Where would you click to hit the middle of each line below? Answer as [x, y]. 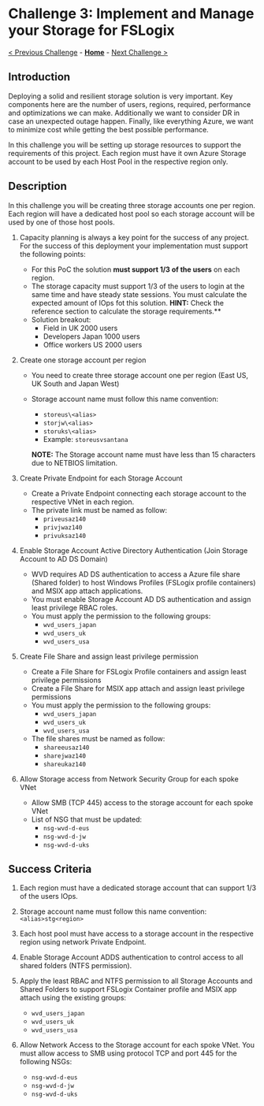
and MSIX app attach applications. [87, 591]
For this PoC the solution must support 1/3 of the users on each [136, 269]
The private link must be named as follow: [99, 510]
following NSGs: [46, 1062]
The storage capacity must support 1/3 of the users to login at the [138, 286]
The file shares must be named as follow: [98, 738]
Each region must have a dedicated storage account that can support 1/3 [138, 888]
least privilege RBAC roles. [74, 607]
